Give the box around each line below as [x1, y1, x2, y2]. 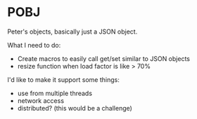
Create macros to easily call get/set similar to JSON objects [17, 54, 190, 63]
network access [17, 96, 65, 105]
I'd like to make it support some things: [7, 75, 120, 84]
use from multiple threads [17, 89, 93, 97]
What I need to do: [7, 41, 61, 49]
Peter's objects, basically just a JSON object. [7, 27, 138, 36]
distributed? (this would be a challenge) [17, 104, 132, 112]
